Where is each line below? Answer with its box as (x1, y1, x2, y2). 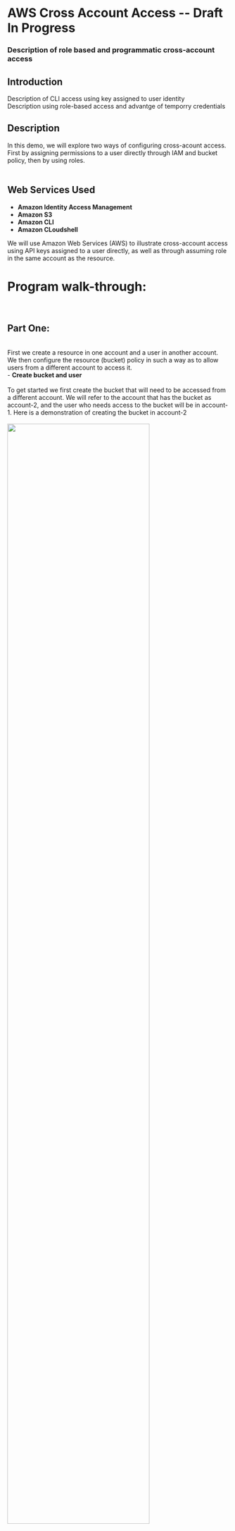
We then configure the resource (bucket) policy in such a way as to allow (7, 356, 219, 365)
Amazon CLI (17, 217, 54, 226)
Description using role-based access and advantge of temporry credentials (7, 102, 226, 110)
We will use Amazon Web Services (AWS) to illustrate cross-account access (7, 238, 228, 248)
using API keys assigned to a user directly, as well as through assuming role (7, 246, 227, 255)
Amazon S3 (17, 210, 53, 219)
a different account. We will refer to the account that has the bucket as (7, 394, 212, 402)
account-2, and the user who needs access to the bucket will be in (7, 401, 201, 410)
